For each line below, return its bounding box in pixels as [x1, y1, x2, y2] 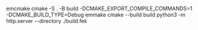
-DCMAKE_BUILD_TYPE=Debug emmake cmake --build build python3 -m [6, 11, 186, 18]
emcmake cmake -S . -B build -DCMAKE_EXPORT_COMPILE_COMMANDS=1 [6, 5, 193, 12]
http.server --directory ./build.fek [6, 18, 88, 24]
